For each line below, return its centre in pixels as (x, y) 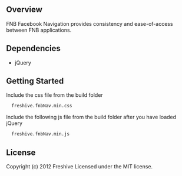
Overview (24, 10)
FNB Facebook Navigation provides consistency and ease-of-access (90, 23)
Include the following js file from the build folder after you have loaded (91, 117)
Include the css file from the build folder (54, 95)
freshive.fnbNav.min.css (42, 106)
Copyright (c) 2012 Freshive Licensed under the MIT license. (80, 166)
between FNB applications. (39, 30)
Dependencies (33, 48)
